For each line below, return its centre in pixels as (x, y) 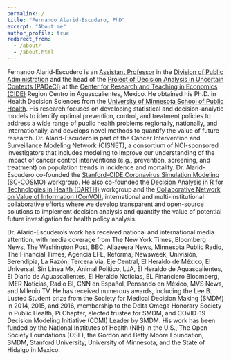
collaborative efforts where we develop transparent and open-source (105, 204)
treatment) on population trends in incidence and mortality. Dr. (96, 167)
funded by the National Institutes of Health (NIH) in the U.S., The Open (107, 327)
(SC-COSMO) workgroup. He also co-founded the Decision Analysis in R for (115, 182)
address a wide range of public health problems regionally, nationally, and (112, 123)
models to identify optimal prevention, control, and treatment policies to (109, 115)
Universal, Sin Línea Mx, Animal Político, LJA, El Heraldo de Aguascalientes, (115, 269)
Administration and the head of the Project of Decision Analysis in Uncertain (115, 79)
